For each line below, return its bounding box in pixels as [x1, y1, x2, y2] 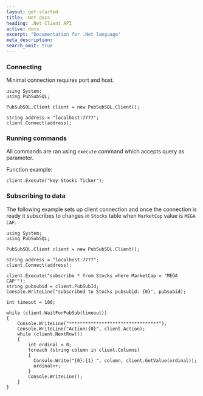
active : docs [6, 25, 40, 32]
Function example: [6, 166, 53, 173]
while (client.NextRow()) [17, 331, 83, 337]
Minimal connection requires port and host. [6, 76, 114, 84]
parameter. [6, 154, 34, 161]
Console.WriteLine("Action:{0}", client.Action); [17, 326, 146, 332]
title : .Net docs [6, 15, 50, 21]
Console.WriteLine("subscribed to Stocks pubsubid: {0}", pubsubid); [6, 289, 187, 295]
